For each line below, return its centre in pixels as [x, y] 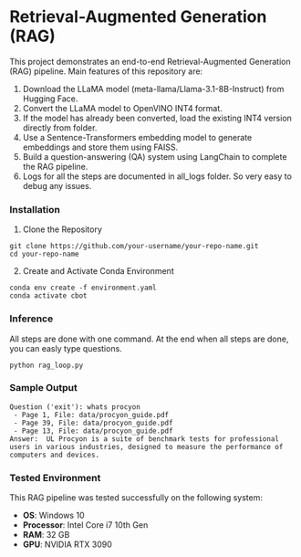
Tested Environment [55, 478]
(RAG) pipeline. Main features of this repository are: [106, 71]
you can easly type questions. [66, 348]
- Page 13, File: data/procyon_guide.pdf [93, 431]
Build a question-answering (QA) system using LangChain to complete [155, 156]
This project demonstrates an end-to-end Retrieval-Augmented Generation [150, 61]
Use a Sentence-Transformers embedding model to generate [137, 137]
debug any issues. [57, 185]
